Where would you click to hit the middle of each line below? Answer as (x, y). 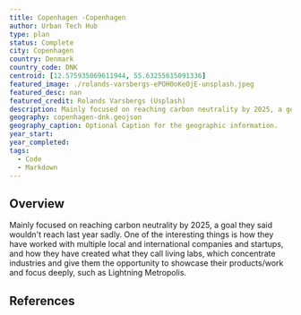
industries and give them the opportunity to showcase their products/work (146, 263)
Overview (37, 204)
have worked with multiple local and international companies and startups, (146, 244)
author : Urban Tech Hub (54, 26)
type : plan (30, 34)
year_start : (31, 134)
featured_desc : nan (46, 92)
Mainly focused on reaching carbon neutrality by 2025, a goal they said (141, 226)
